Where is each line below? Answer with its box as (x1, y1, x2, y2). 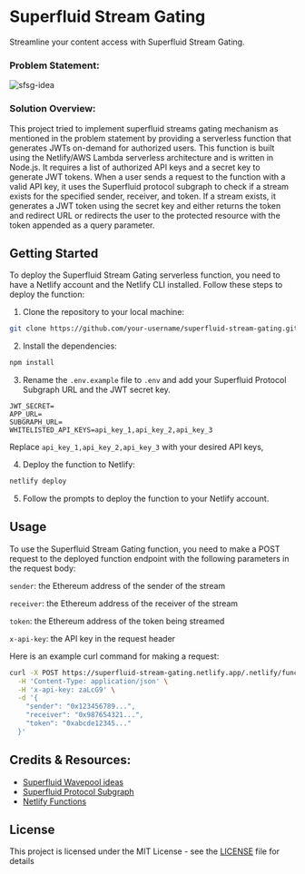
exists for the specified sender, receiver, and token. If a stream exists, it (9, 191, 277, 201)
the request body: (9, 563, 76, 574)
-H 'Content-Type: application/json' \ (17, 676, 169, 686)
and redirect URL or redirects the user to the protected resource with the (9, 210, 281, 221)
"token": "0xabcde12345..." (25, 719, 132, 728)
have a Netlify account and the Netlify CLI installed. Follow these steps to (9, 280, 283, 290)
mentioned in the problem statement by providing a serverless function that (9, 133, 292, 143)
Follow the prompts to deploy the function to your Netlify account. (22, 493, 270, 504)
